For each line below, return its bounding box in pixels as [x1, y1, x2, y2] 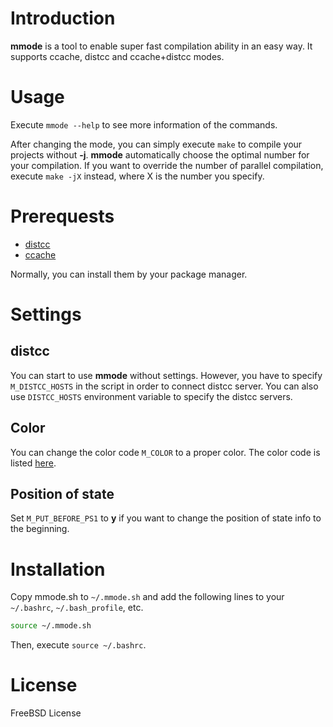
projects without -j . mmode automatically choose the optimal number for [10, 148, 310, 161]
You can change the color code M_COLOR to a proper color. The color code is [10, 446, 321, 458]
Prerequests [10, 205, 115, 228]
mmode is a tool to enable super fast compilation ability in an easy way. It [10, 40, 313, 52]
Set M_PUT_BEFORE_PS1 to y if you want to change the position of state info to [10, 512, 322, 524]
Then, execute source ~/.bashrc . [10, 639, 147, 651]
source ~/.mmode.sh [10, 621, 92, 631]
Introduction [10, 7, 116, 30]
